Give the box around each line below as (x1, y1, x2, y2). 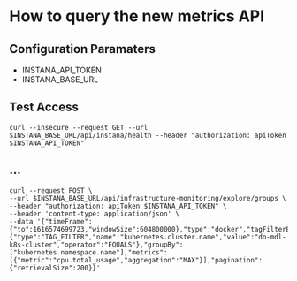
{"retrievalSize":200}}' (9, 263, 101, 272)
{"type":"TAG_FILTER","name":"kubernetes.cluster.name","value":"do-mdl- (9, 232, 287, 241)
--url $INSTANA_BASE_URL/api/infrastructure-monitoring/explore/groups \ (9, 194, 287, 202)
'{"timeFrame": (36, 216, 93, 226)
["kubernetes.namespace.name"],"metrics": (9, 247, 168, 257)
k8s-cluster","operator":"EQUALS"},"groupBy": (9, 240, 184, 249)
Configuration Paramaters (9, 42, 156, 57)
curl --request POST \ (9, 186, 93, 195)
